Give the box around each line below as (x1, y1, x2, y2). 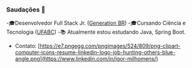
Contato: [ (14, 42, 40, 50)
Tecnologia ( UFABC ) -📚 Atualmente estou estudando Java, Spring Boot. (6, 28, 186, 36)
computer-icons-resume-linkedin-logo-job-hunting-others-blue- (14, 49, 176, 56)
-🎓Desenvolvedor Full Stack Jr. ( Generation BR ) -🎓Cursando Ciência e (6, 19, 186, 26)
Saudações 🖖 (6, 5, 46, 14)
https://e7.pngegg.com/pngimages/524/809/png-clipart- (40, 42, 181, 50)
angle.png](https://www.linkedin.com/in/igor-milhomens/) (14, 55, 158, 63)
